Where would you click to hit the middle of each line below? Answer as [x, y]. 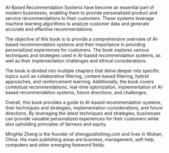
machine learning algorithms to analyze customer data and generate [77, 24]
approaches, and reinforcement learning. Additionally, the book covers [80, 82]
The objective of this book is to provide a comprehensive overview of [78, 39]
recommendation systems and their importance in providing [83, 45]
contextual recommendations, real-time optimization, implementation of [81, 87]
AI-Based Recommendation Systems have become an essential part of [80, 7]
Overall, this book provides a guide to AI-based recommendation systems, [84, 102]
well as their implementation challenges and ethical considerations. [76, 61]
